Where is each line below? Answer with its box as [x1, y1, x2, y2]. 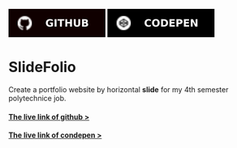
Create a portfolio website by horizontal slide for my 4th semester [8, 84, 229, 94]
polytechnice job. [8, 93, 67, 103]
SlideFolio [8, 58, 76, 77]
